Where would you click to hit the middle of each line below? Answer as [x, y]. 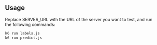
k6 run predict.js [23, 38]
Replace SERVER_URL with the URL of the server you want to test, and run [79, 19]
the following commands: [30, 24]
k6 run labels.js [22, 33]
